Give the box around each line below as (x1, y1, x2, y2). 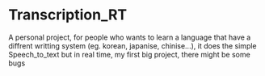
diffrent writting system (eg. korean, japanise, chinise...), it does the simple (8, 40, 257, 50)
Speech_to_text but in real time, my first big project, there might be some (8, 49, 250, 59)
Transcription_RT (8, 6, 128, 24)
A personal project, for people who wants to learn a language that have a (8, 32, 251, 42)
